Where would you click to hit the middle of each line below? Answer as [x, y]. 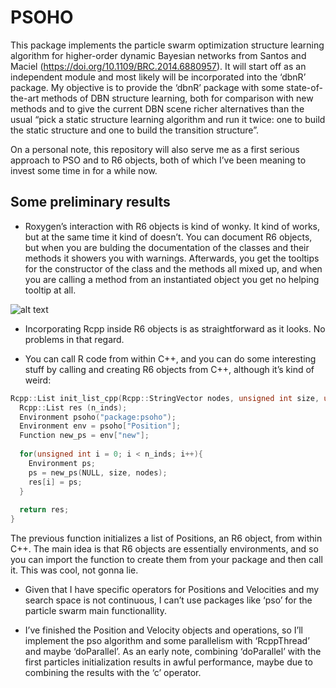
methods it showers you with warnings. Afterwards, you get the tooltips [172, 258]
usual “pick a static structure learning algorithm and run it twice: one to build [168, 119]
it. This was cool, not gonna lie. [74, 570]
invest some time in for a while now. [84, 170]
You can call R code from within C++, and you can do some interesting [170, 358]
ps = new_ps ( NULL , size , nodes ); [98, 472]
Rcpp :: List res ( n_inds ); [73, 407]
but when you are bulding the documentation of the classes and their [167, 247]
